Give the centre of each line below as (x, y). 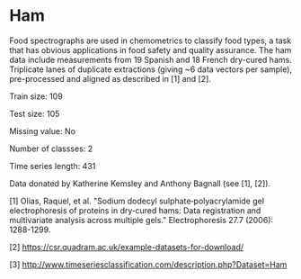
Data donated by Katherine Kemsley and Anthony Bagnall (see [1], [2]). (140, 183)
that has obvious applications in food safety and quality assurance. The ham (150, 49)
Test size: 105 (35, 113)
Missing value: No (43, 130)
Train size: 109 (36, 96)
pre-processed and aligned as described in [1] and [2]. (110, 78)
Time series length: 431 (53, 166)
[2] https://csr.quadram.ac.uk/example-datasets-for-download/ (127, 247)
